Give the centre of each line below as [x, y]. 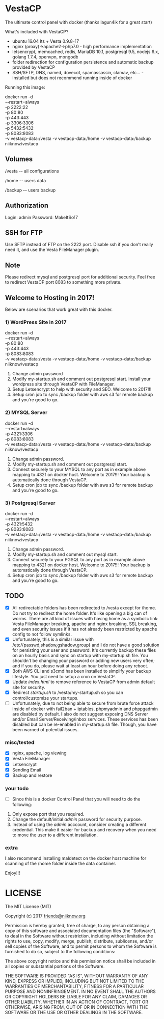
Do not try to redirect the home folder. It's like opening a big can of [80, 613]
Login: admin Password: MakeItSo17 [41, 217]
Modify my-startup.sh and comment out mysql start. [65, 554]
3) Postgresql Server [30, 503]
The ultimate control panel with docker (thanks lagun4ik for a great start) [79, 22]
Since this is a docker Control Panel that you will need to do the [76, 799]
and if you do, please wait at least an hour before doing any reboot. [80, 665]
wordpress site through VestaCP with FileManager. [63, 384]
